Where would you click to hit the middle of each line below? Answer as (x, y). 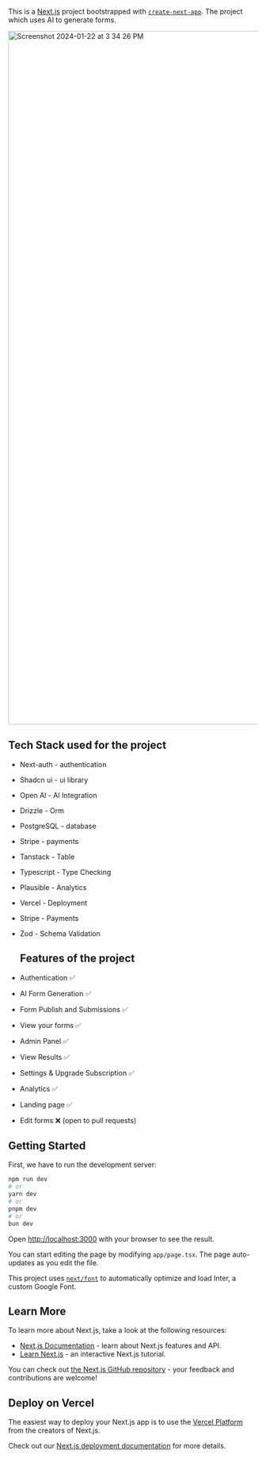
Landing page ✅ (46, 1104)
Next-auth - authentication (63, 764)
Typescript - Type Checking (65, 872)
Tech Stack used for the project (87, 745)
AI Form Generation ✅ (55, 993)
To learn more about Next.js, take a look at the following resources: (118, 1330)
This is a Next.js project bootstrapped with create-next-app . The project (125, 12)
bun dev (21, 1224)
